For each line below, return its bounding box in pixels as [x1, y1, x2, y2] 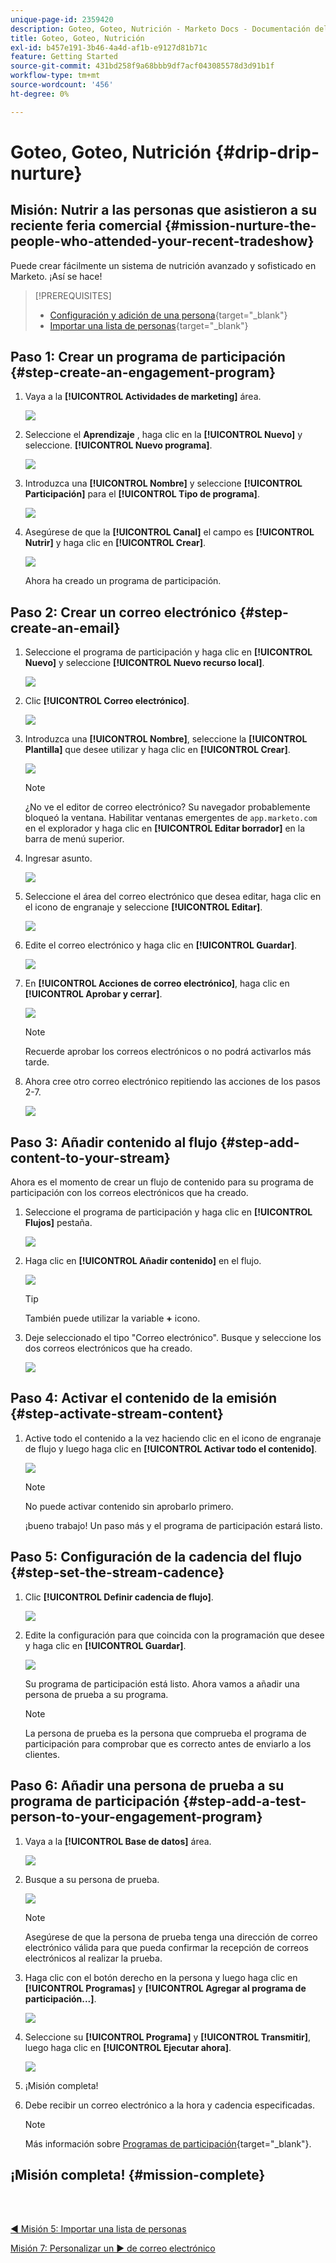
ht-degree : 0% [10, 89, 70, 99]
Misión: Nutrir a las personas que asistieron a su [10, 202, 318, 219]
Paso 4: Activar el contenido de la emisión [10, 1390, 278, 1407]
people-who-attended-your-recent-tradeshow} [10, 233, 315, 250]
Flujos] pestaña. [24, 1217, 93, 1229]
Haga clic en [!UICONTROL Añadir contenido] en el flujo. [24, 1255, 262, 1267]
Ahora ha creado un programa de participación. [24, 575, 222, 587]
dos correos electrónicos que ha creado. [24, 1342, 193, 1355]
